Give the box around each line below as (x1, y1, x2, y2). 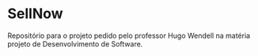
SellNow (7, 5, 64, 23)
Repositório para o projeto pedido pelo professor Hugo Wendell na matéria (7, 31, 251, 40)
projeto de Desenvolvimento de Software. (7, 39, 143, 48)
